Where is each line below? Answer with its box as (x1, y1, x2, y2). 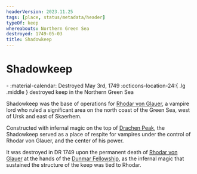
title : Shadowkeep (6, 36, 52, 42)
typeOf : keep (6, 20, 39, 26)
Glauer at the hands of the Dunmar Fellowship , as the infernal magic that (6, 155, 184, 162)
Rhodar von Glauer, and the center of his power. (6, 137, 124, 144)
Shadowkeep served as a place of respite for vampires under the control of (6, 130, 191, 138)
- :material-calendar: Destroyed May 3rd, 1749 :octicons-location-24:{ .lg (6, 82, 186, 89)
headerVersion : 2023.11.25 (6, 8, 73, 15)
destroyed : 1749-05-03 (6, 31, 63, 37)
